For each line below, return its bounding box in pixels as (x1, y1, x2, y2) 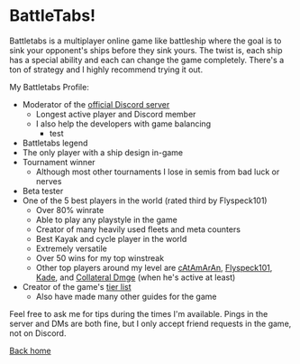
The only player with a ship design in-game (22, 146, 184, 158)
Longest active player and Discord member (35, 108, 196, 119)
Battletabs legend (22, 137, 88, 148)
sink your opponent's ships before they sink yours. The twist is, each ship (9, 44, 283, 55)
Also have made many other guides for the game (35, 291, 217, 302)
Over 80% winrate (35, 204, 105, 215)
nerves (35, 175, 62, 186)
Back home (9, 345, 51, 356)
